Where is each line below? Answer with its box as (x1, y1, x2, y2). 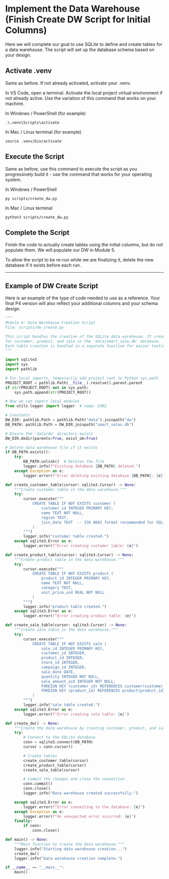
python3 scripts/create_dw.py (5, 215, 69, 220)
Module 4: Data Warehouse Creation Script (5, 320, 96, 326)
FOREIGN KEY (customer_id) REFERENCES (41, 684, 123, 689)
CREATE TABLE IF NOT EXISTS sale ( (32, 641, 107, 646)
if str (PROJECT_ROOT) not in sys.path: (5, 385, 89, 390)
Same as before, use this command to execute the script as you (5, 166, 137, 172)
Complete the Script (5, 228, 69, 237)
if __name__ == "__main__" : (5, 865, 64, 870)
